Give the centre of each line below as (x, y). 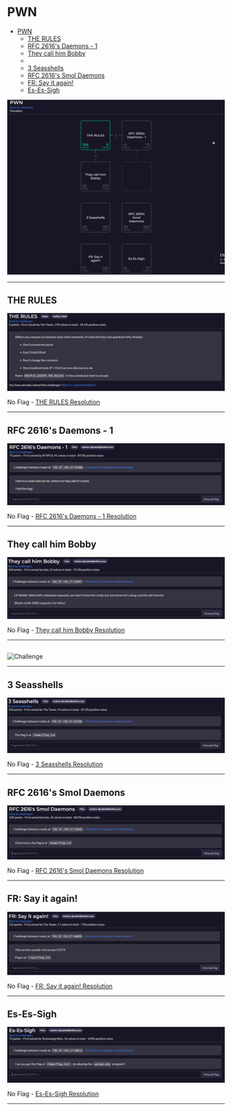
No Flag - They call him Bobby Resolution (66, 630)
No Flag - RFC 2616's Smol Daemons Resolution (76, 871)
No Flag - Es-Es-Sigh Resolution (53, 1094)
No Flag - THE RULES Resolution (54, 402)
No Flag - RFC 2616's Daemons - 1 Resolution (72, 516)
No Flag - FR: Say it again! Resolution (60, 986)
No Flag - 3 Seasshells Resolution (55, 764)
